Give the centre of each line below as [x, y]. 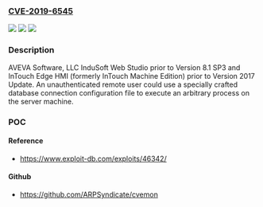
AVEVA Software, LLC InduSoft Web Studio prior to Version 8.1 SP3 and [124, 67]
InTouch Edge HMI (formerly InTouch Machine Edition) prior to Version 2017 [132, 76]
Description [31, 50]
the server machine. [41, 101]
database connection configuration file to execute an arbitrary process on [129, 92]
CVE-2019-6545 [41, 11]
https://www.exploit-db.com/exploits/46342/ [93, 158]
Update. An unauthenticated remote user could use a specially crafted [123, 84]
